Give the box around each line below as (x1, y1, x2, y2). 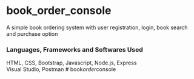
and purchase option (6, 30, 58, 37)
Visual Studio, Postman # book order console (6, 66, 116, 73)
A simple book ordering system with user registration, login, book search (6, 24, 188, 31)
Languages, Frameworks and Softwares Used (6, 45, 144, 53)
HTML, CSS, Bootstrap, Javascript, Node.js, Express (6, 59, 137, 67)
